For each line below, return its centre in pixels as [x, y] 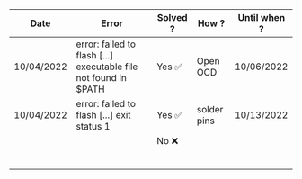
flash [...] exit [104, 115]
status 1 [93, 126]
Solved [172, 18]
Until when [262, 18]
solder [210, 109]
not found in [102, 78]
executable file [107, 67]
